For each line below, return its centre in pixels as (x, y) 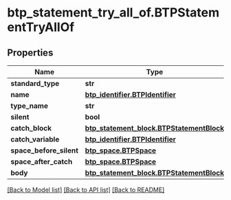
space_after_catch (42, 162)
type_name (29, 106)
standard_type (35, 84)
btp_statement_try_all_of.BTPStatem (113, 13)
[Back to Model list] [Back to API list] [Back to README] (86, 190)
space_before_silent (45, 151)
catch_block (31, 128)
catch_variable (35, 139)
